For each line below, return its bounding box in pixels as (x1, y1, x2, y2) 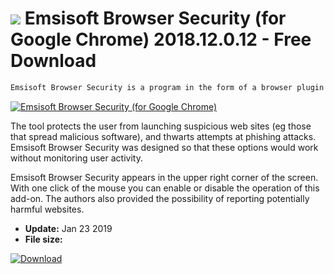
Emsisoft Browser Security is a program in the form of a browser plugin (10, 82, 325, 92)
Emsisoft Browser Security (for (24, 7, 287, 30)
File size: (24, 233, 63, 245)
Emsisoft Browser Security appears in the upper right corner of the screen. (10, 171, 319, 183)
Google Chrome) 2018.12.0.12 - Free (10, 28, 312, 51)
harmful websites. (10, 203, 85, 215)
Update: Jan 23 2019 (24, 222, 113, 234)
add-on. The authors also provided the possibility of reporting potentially (10, 192, 310, 204)
